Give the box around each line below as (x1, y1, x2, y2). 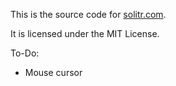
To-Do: (10, 47, 40, 59)
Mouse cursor (24, 67, 83, 78)
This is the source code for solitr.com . (10, 9, 167, 20)
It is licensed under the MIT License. (10, 28, 160, 39)
